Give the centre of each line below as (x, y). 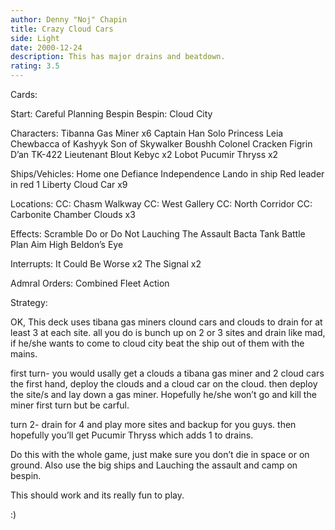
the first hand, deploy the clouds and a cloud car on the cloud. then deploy (164, 384)
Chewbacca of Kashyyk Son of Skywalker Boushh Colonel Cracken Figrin (161, 144)
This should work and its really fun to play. (97, 495)
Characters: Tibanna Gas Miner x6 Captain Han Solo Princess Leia (147, 133)
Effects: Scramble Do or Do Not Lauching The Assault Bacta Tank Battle (158, 234)
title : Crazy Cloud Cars (62, 29)
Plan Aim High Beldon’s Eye (67, 244)
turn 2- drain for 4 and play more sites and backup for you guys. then (153, 424)
